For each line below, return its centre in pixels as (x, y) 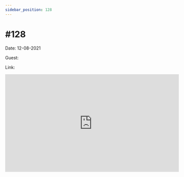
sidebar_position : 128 (29, 10)
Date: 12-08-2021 (23, 48)
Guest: (12, 58)
